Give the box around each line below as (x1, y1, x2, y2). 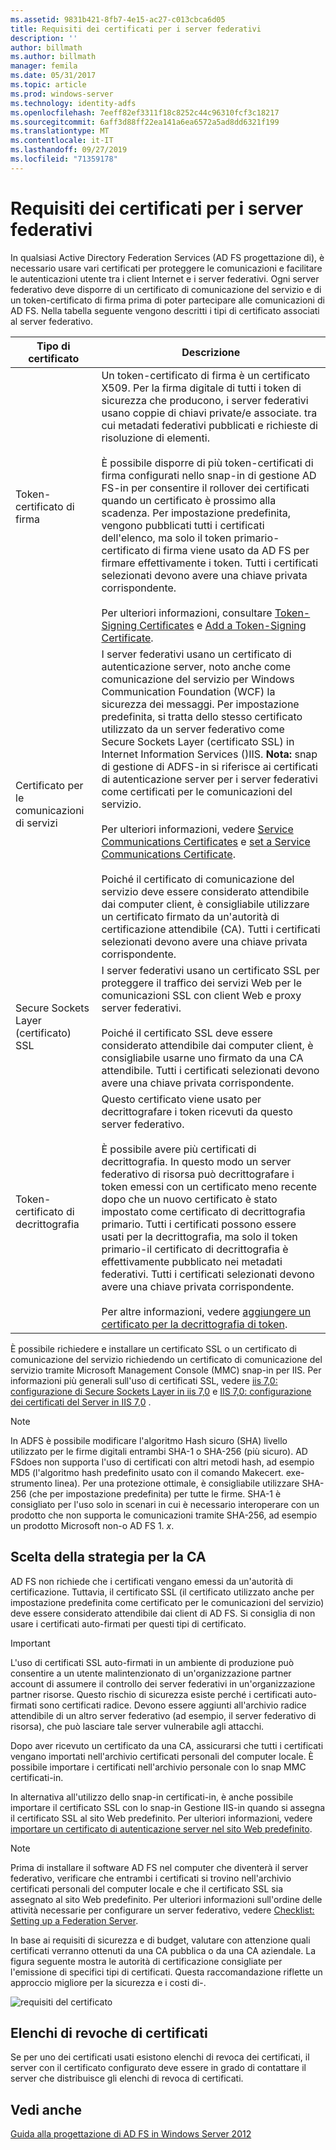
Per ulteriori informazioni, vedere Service (101, 822, 294, 836)
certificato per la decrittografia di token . (101, 1317, 288, 1331)
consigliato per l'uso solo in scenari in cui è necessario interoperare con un (10, 1498, 320, 1510)
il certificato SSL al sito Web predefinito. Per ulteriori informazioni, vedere (10, 1812, 313, 1824)
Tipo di (36, 339, 71, 353)
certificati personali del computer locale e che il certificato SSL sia (10, 1882, 284, 1895)
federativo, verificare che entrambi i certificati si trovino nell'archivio (10, 1872, 292, 1884)
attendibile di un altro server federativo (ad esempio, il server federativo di (10, 1709, 317, 1721)
